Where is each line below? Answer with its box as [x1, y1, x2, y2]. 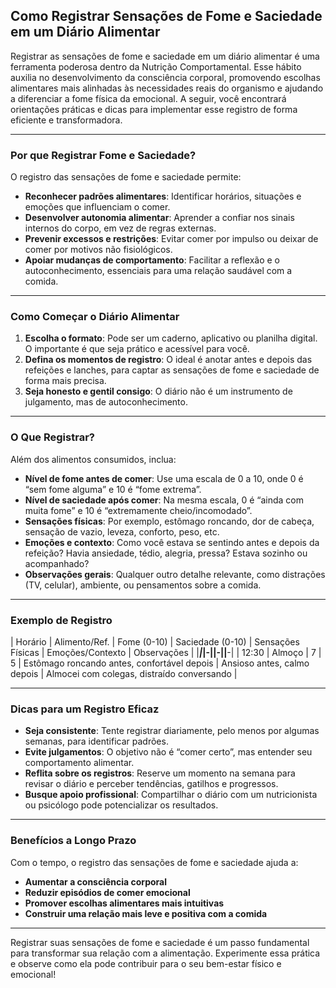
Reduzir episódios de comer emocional [24, 886, 191, 898]
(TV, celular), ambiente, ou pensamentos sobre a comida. [24, 579, 262, 591]
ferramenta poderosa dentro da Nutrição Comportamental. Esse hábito [10, 60, 302, 73]
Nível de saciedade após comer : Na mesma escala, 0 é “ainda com [24, 494, 305, 506]
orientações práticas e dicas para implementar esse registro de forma [10, 103, 298, 115]
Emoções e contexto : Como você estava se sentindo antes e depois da [24, 536, 320, 548]
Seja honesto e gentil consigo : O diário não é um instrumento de [24, 385, 293, 398]
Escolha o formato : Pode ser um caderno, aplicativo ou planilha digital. [24, 332, 318, 344]
